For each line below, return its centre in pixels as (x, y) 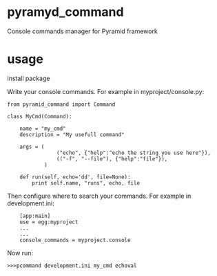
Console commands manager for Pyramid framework (83, 31)
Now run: (20, 252)
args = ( (32, 147)
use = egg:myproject (49, 222)
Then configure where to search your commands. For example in (99, 196)
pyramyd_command (65, 12)
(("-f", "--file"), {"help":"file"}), (112, 159)
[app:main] (35, 216)
